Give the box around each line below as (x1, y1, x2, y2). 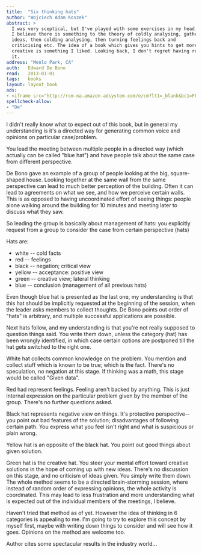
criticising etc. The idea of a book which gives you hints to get (11, 43, 185, 49)
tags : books (6, 76, 42, 82)
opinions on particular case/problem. (6, 133, 98, 140)
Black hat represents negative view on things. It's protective (6, 410, 155, 417)
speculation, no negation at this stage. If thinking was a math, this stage (6, 367, 184, 375)
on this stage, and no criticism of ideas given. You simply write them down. (6, 472, 192, 479)
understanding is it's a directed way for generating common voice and (6, 127, 180, 134)
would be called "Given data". (6, 374, 80, 381)
